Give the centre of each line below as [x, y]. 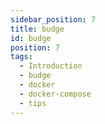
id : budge [31, 38]
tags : [21, 57]
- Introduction [51, 66]
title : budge [37, 29]
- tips [33, 103]
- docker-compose [55, 94]
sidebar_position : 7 [53, 19]
